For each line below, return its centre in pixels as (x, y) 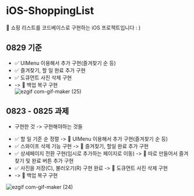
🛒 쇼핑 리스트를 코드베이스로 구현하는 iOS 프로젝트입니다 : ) (73, 27)
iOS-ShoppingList (50, 11)
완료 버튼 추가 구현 (53, 160)
